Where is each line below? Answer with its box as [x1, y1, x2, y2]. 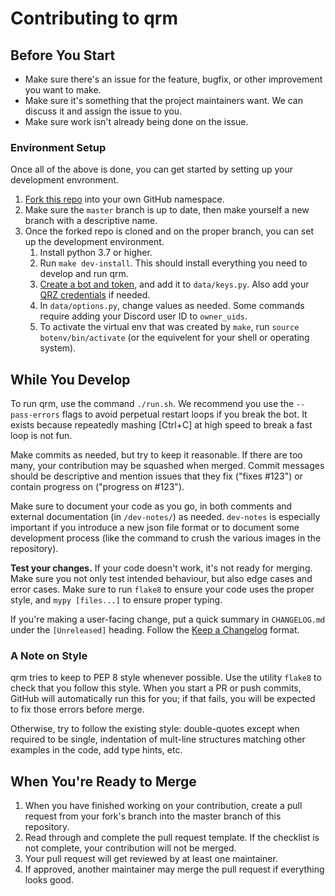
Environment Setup [10, 140, 107, 154]
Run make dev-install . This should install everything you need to [39, 257, 308, 269]
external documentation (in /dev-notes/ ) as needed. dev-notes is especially [10, 511, 321, 523]
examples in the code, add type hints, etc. [10, 744, 183, 756]
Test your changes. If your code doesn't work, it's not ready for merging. [10, 562, 313, 574]
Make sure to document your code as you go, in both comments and [10, 500, 293, 512]
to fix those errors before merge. [10, 703, 145, 716]
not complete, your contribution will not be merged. [24, 842, 237, 854]
